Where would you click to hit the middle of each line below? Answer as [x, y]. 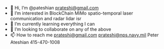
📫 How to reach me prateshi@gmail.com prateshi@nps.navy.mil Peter [84, 35]
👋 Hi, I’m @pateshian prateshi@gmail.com [54, 8]
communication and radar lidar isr [46, 18]
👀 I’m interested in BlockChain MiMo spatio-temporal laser [71, 13]
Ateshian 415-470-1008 [35, 42]
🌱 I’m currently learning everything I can [53, 24]
